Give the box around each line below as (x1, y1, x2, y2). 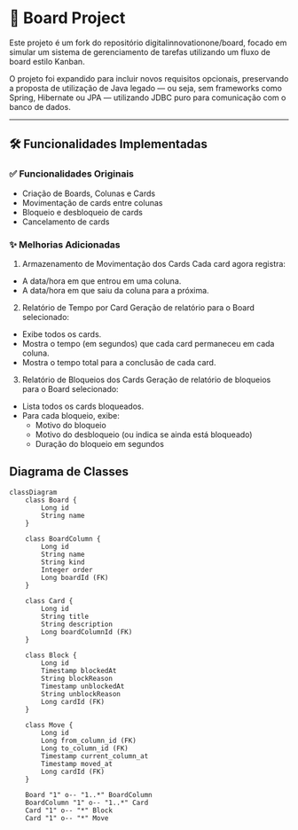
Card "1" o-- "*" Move (25, 813, 109, 823)
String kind (41, 558, 86, 567)
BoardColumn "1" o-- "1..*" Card (25, 798, 149, 807)
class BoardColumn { (25, 534, 101, 544)
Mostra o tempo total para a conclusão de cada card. (21, 356, 216, 367)
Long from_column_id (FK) (41, 736, 137, 745)
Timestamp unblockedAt (41, 682, 125, 691)
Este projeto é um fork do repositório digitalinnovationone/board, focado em (9, 37, 287, 48)
